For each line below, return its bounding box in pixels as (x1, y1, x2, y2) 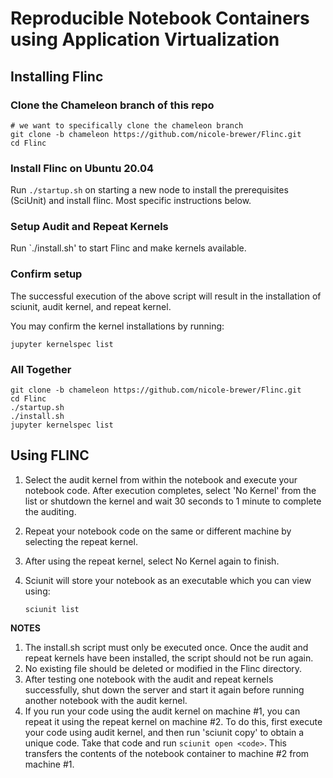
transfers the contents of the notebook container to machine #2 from (24, 747, 310, 759)
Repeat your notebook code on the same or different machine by (24, 525, 292, 537)
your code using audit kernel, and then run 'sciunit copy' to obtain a (24, 726, 305, 738)
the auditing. (24, 505, 77, 517)
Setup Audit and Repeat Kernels (10, 220, 169, 234)
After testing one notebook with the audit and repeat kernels (24, 673, 274, 685)
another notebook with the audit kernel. (24, 694, 188, 706)
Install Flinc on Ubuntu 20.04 (10, 161, 155, 175)
